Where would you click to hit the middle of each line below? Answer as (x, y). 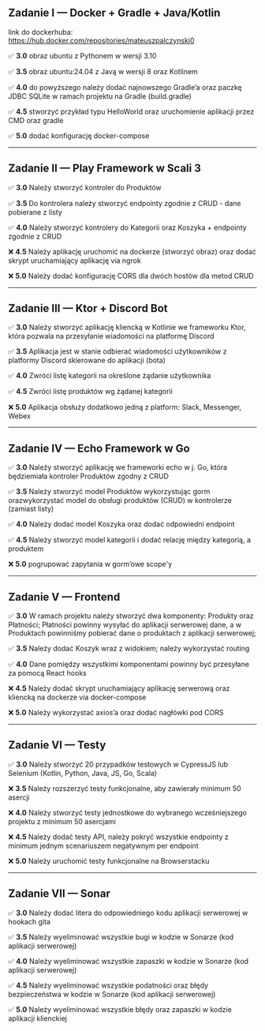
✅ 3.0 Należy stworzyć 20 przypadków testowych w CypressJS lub (118, 764)
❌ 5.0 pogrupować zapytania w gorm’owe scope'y (90, 564)
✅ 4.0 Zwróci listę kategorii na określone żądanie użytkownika (110, 376)
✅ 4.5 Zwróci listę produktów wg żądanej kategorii (91, 392)
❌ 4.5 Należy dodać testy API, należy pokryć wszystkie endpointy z (118, 837)
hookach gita (30, 921)
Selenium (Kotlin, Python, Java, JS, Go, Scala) (83, 773)
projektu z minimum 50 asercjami (62, 821)
